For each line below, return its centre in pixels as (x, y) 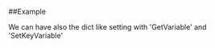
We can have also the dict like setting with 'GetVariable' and (107, 27)
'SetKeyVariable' (36, 36)
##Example (27, 12)
